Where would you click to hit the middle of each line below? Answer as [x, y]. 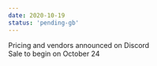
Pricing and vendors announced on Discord [79, 45]
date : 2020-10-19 [37, 15]
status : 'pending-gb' [44, 23]
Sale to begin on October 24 [54, 53]
